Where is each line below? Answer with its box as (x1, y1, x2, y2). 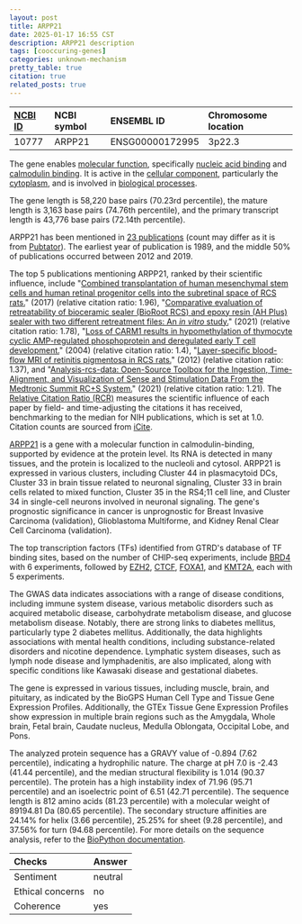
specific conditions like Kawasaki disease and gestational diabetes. (9, 665, 259, 675)
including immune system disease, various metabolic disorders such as (9, 598, 274, 609)
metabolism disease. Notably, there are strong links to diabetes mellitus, (9, 617, 276, 628)
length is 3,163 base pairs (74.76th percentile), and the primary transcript (9, 204, 279, 215)
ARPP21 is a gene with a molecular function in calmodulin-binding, (9, 439, 255, 449)
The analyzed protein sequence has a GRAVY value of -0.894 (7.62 (9, 747, 258, 758)
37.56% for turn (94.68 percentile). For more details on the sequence (9, 824, 265, 835)
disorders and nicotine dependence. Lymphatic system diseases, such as (9, 646, 281, 657)
